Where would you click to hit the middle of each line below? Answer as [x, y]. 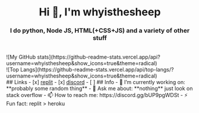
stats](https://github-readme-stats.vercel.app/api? [99, 57]
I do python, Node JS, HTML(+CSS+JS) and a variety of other [100, 31]
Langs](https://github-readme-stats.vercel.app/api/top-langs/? [97, 70]
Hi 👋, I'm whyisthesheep [100, 12]
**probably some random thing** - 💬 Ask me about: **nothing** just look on [99, 89]
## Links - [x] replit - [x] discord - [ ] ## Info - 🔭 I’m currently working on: [96, 82]
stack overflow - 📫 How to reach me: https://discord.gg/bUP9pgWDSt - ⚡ [97, 95]
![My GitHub [21, 57]
